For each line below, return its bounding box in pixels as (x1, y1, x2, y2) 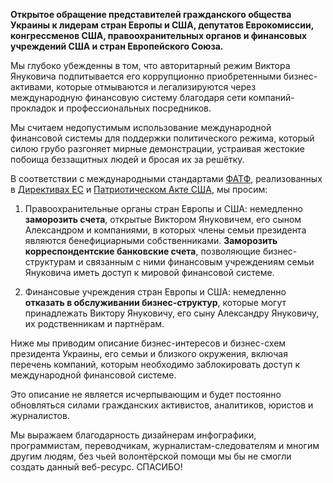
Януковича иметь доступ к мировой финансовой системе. (24, 267, 275, 278)
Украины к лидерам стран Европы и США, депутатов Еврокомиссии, (10, 19, 315, 31)
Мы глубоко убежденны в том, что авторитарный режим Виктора (10, 60, 291, 71)
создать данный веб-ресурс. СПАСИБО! (10, 461, 183, 473)
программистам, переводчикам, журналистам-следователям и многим (10, 440, 320, 451)
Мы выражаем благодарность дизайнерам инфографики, (10, 429, 257, 441)
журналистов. (10, 410, 70, 421)
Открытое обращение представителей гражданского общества (10, 9, 292, 20)
